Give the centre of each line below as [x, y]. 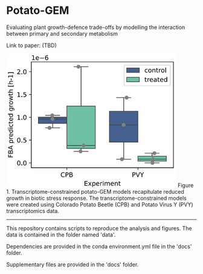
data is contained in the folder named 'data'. [61, 234]
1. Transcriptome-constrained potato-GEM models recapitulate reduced [95, 191]
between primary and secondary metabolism [62, 33]
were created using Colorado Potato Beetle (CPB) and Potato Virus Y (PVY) [100, 204]
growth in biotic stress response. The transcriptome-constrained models [97, 198]
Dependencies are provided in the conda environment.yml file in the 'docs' [99, 246]
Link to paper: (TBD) [32, 45]
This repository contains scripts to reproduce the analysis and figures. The [99, 228]
